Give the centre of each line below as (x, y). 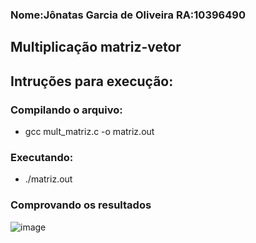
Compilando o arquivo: (66, 110)
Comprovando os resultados (81, 205)
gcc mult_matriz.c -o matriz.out (89, 131)
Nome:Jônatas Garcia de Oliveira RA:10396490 (128, 15)
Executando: (42, 157)
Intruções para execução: (92, 81)
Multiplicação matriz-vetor (96, 47)
